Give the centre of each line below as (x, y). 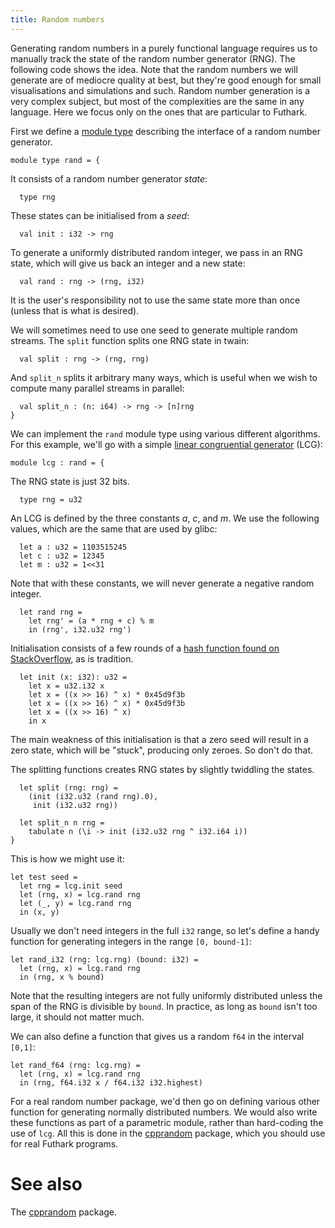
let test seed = (44, 877)
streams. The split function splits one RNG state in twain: (130, 340)
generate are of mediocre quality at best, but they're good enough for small (166, 80)
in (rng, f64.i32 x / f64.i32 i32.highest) (111, 1082)
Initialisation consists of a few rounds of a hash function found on (145, 648)
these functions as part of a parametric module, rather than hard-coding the (167, 1122)
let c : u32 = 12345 (62, 556)
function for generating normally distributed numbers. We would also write (164, 1112)
